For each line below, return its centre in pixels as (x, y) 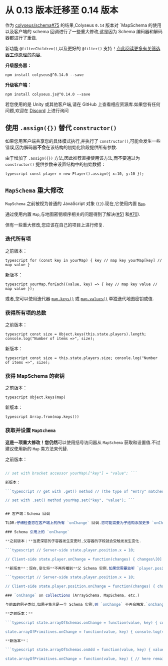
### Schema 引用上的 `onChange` (37, 532)
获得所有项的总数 (26, 313)
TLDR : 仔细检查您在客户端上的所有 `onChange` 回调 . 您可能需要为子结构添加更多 (77, 523)
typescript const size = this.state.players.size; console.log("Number (81, 358)
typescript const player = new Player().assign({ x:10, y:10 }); (74, 174)
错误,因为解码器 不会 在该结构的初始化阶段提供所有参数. (61, 147)
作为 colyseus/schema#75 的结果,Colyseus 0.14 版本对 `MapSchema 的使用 (83, 25)
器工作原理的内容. (23, 54)
